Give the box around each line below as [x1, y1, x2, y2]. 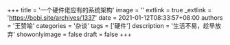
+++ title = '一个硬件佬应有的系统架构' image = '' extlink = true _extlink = [7, 6, 212, 14]
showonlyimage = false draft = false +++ [16, 30, 132, 38]
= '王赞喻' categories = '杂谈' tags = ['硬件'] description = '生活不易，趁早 [7, 22, 216, 29]
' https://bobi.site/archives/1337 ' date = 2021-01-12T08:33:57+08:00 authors [7, 14, 223, 22]
